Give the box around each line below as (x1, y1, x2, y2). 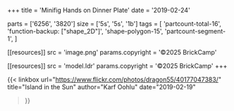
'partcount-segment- (164, 27, 226, 35)
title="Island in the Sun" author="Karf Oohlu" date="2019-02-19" (7, 83, 196, 91)
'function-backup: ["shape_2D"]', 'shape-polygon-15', (7, 27, 164, 35)
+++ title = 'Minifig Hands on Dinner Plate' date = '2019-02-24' (7, 6, 190, 14)
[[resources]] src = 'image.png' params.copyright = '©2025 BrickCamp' (7, 48, 217, 56)
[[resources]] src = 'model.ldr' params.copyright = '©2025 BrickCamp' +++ (7, 62, 228, 70)
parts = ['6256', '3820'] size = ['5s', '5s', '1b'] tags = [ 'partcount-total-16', (7, 20, 222, 27)
